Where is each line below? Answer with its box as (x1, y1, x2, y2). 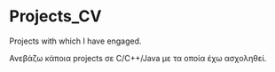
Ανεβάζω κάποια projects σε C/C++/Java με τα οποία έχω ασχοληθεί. (9, 52, 267, 63)
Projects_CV (9, 6, 102, 27)
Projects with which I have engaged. (9, 36, 142, 46)
